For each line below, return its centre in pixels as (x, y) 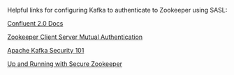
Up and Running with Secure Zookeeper (65, 64)
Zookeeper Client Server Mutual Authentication (75, 37)
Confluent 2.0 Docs (35, 23)
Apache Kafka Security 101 (46, 50)
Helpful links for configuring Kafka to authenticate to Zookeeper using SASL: (117, 10)
